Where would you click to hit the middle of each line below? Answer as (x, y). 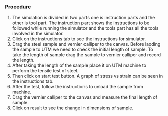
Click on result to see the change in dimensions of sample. (73, 108)
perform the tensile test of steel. (45, 71)
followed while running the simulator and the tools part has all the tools (85, 28)
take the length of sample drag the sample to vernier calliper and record (87, 55)
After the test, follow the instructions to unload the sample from (78, 87)
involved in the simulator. (38, 34)
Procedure (18, 7)
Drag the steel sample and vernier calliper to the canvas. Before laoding (86, 44)
